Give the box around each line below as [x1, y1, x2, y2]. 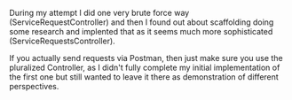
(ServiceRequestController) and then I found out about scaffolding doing [9, 17, 274, 27]
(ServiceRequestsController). [9, 35, 115, 46]
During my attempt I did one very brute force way [9, 8, 190, 18]
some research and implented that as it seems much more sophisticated [9, 27, 273, 36]
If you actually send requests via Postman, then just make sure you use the [9, 53, 283, 63]
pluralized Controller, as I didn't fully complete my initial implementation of [9, 62, 280, 73]
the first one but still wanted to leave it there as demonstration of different [9, 72, 280, 82]
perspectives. [9, 81, 59, 91]
